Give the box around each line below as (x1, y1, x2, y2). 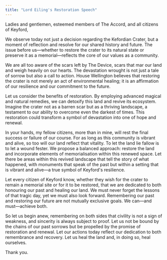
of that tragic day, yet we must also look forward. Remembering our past (5, 192, 154, 198)
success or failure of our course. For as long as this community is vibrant (5, 135, 155, 141)
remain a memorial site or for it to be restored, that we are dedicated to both (5, 182, 161, 188)
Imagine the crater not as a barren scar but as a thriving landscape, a (5, 103, 147, 109)
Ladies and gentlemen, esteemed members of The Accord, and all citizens (5, 21, 158, 27)
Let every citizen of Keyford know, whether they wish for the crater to (5, 176, 148, 182)
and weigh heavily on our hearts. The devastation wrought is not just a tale (5, 67, 159, 73)
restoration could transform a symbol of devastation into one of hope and (5, 114, 156, 120)
